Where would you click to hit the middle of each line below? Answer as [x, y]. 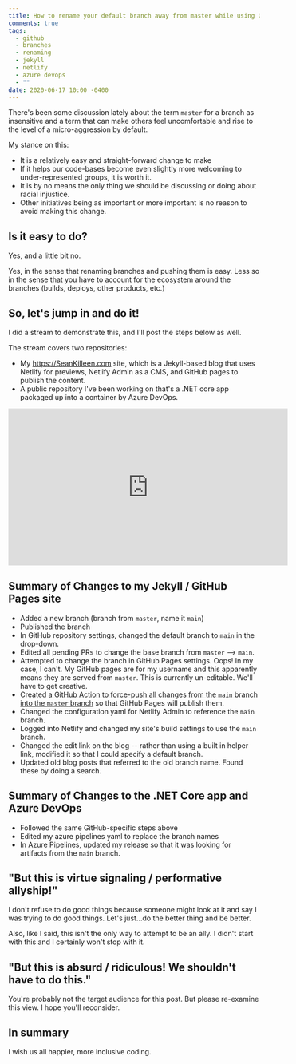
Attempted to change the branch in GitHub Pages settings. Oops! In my [136, 660]
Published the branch [55, 627]
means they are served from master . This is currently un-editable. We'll [136, 677]
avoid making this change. [63, 212]
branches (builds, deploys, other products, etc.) [87, 288]
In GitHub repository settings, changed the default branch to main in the [137, 635]
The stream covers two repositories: [68, 348]
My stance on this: [39, 145]
